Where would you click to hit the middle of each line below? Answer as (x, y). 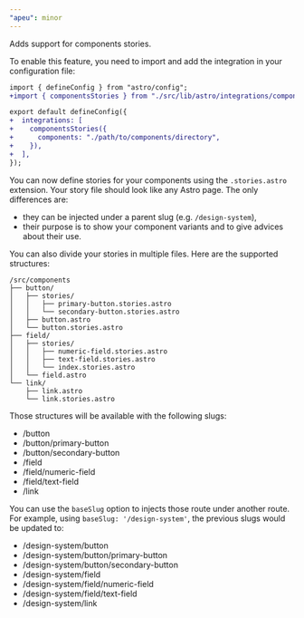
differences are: (39, 199)
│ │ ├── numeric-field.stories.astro (89, 351)
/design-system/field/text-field (80, 594)
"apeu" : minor (36, 18)
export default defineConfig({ (68, 112)
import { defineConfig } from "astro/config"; (99, 87)
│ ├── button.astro (50, 319)
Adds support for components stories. (81, 43)
